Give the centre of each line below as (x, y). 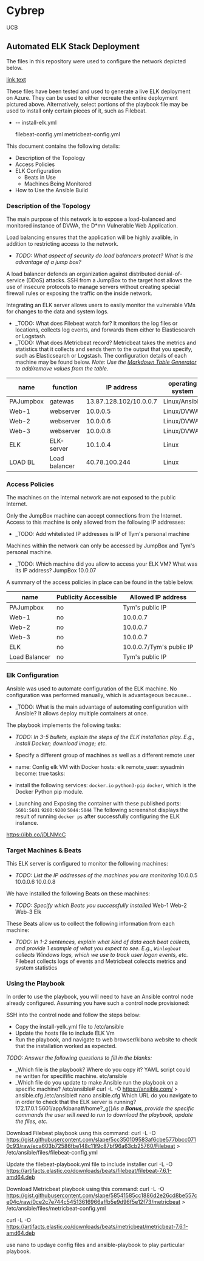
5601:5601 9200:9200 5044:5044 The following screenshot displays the (101, 810)
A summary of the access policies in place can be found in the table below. (100, 582)
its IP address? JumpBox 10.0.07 (56, 571)
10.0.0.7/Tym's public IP (158, 647)
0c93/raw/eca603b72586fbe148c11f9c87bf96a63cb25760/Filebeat (91, 1146)
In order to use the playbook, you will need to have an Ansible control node (100, 997)
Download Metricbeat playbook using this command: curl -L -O (85, 1189)
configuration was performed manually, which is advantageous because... (99, 695)
